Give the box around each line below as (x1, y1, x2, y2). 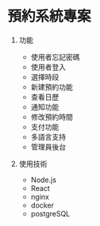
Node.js (30, 175, 57, 184)
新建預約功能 (30, 81, 73, 92)
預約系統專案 (7, 7, 92, 26)
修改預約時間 (30, 112, 73, 121)
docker (30, 200, 55, 210)
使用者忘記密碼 (30, 52, 80, 61)
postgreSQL (30, 208, 71, 218)
